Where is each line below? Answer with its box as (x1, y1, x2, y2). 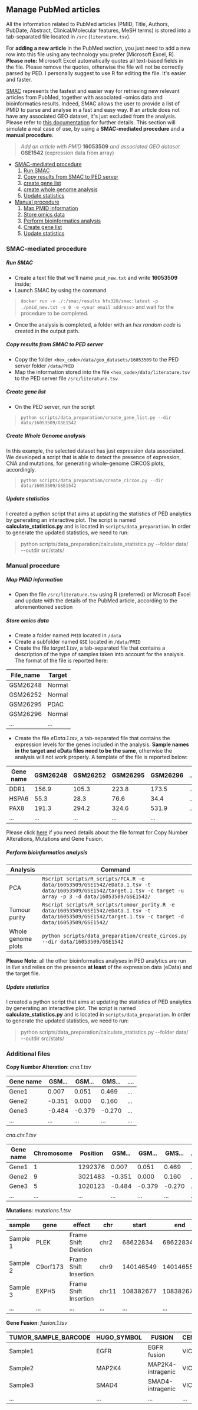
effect (72, 1221, 90, 1229)
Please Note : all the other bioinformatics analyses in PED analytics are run (6, 957, 187, 964)
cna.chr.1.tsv (6, 1131, 37, 1138)
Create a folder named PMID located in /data (14, 632, 122, 639)
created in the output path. (14, 327, 80, 334)
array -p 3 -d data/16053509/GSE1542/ (42, 893, 151, 900)
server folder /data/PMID (14, 362, 74, 369)
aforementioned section (14, 604, 73, 611)
